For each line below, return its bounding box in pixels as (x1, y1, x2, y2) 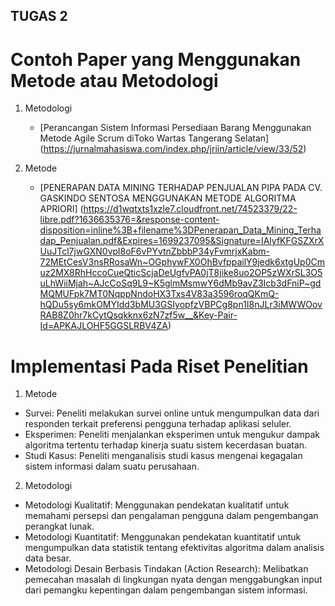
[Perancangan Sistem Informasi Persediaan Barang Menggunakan (39, 122, 312, 134)
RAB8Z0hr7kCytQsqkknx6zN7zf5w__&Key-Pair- (39, 309, 238, 321)
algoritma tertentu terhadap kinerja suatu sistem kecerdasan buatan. (24, 439, 308, 451)
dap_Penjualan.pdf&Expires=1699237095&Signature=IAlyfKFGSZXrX (39, 235, 325, 247)
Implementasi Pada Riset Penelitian (10, 355, 309, 378)
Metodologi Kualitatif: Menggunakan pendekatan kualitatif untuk (24, 499, 290, 511)
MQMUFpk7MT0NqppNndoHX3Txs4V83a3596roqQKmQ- (39, 288, 280, 300)
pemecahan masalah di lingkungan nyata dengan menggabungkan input (24, 574, 323, 586)
